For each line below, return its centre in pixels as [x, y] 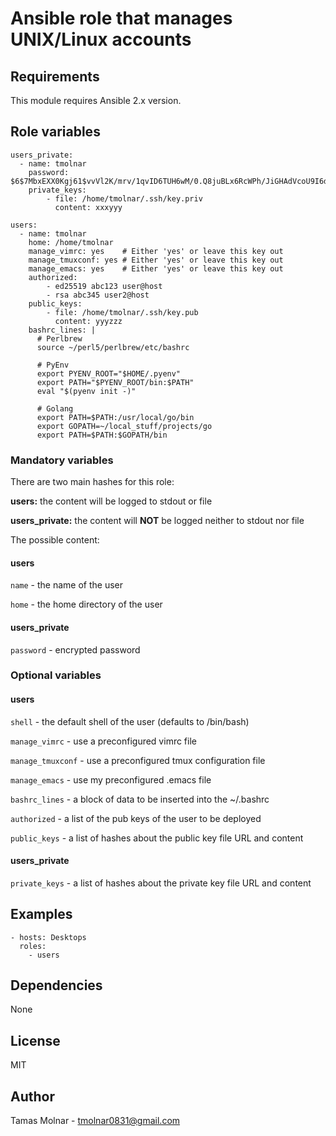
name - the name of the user [66, 585]
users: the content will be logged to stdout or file [111, 501]
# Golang [55, 408]
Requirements [55, 76]
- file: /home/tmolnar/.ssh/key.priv [124, 198]
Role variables [55, 132]
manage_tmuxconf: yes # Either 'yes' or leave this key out [156, 260]
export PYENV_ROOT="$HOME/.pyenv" [109, 373]
